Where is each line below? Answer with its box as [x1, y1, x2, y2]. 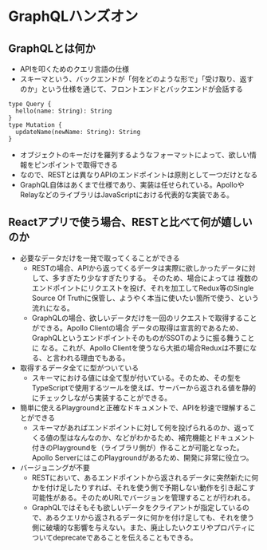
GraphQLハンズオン [8, 7, 139, 26]
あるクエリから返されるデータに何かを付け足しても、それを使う [45, 512, 255, 522]
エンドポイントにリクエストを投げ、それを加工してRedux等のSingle [31, 283, 254, 292]
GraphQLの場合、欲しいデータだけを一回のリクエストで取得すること [31, 313, 257, 322]
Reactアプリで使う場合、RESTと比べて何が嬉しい [8, 216, 253, 229]
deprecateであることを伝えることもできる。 [53, 532, 198, 542]
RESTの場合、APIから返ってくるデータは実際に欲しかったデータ [31, 263, 241, 272]
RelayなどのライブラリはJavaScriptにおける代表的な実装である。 [19, 190, 234, 200]
